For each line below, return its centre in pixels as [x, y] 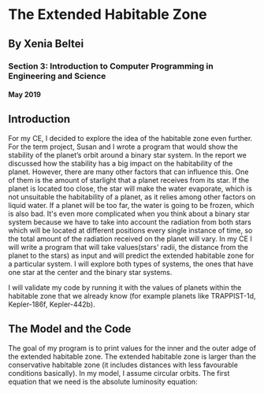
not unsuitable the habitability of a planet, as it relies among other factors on [132, 197]
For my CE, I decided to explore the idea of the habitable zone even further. [130, 138]
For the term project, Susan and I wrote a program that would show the [123, 147]
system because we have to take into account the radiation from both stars [130, 221]
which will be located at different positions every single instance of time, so [130, 230]
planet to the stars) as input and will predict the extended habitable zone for [131, 255]
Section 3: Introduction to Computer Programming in [111, 66]
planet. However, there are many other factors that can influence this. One [128, 172]
